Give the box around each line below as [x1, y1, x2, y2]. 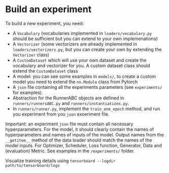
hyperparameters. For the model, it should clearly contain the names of [5, 126, 154, 132]
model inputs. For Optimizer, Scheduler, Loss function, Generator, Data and [5, 142, 162, 148]
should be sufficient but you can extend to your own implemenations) [12, 36, 158, 42]
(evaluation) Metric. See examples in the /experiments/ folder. [5, 148, 135, 154]
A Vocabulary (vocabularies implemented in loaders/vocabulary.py [12, 30, 152, 36]
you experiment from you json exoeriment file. [12, 111, 110, 117]
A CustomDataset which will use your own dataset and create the [12, 57, 147, 63]
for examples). [12, 89, 43, 95]
